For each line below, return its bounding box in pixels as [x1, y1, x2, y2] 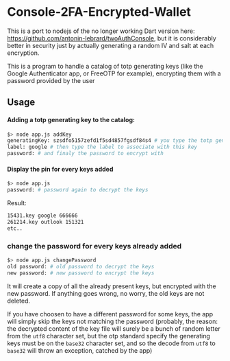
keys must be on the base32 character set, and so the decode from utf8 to [7, 339, 216, 347]
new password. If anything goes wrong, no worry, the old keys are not [7, 289, 205, 297]
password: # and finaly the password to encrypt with [7, 150, 164, 157]
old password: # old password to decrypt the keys [7, 263, 155, 270]
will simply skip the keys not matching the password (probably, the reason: [7, 317, 218, 325]
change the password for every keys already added [7, 241, 182, 251]
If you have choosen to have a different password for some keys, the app [7, 310, 214, 318]
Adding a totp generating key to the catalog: [7, 115, 136, 124]
